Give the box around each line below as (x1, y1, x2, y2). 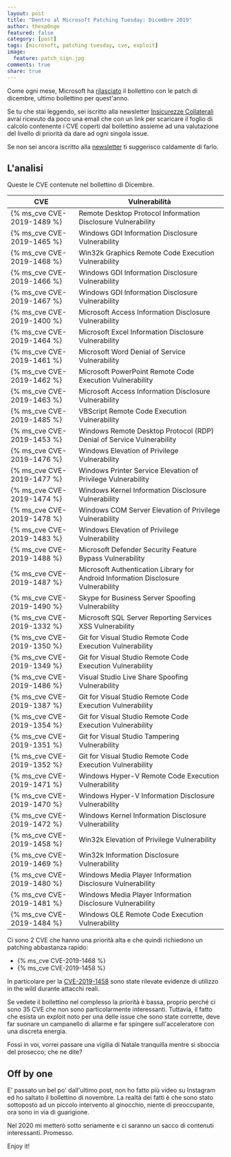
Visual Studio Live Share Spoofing (78, 672, 188, 682)
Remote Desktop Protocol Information (78, 209, 201, 218)
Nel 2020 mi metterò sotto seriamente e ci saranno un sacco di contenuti (7, 1121, 214, 1129)
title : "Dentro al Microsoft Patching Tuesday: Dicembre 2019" (7, 17, 192, 23)
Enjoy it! (7, 1142, 30, 1150)
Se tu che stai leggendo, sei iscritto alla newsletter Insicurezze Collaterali (7, 107, 214, 116)
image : (7, 49, 26, 56)
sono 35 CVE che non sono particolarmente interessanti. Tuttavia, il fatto (7, 1006, 213, 1014)
